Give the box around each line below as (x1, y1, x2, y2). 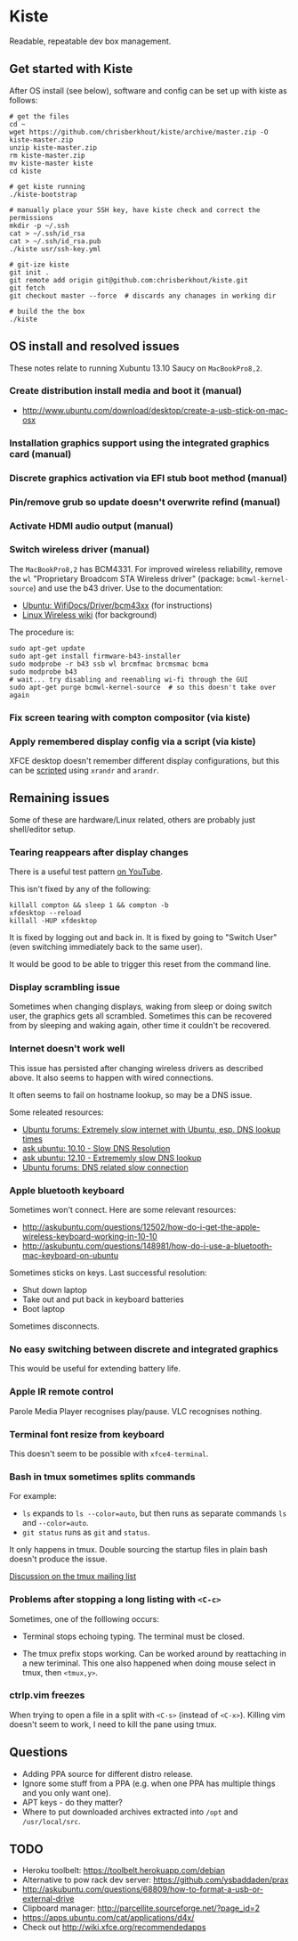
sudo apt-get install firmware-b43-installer (9, 651, 181, 660)
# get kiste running (9, 182, 86, 191)
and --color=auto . (21, 1518, 89, 1528)
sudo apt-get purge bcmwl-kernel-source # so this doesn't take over (9, 683, 277, 692)
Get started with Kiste (9, 61, 133, 77)
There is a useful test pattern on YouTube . (9, 866, 163, 877)
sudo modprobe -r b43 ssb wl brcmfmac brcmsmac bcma (9, 659, 209, 668)
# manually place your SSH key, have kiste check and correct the (9, 205, 261, 215)
